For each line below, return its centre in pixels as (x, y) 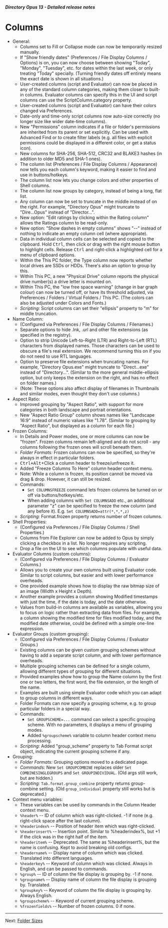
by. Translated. (35, 885)
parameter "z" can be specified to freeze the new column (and (92, 505)
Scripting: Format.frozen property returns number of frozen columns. (91, 516)
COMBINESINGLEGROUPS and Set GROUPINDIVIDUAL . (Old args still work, (89, 772)
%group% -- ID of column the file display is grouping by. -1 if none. (86, 874)
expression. (32, 629)
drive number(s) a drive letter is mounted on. (66, 281)
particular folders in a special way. (55, 708)
